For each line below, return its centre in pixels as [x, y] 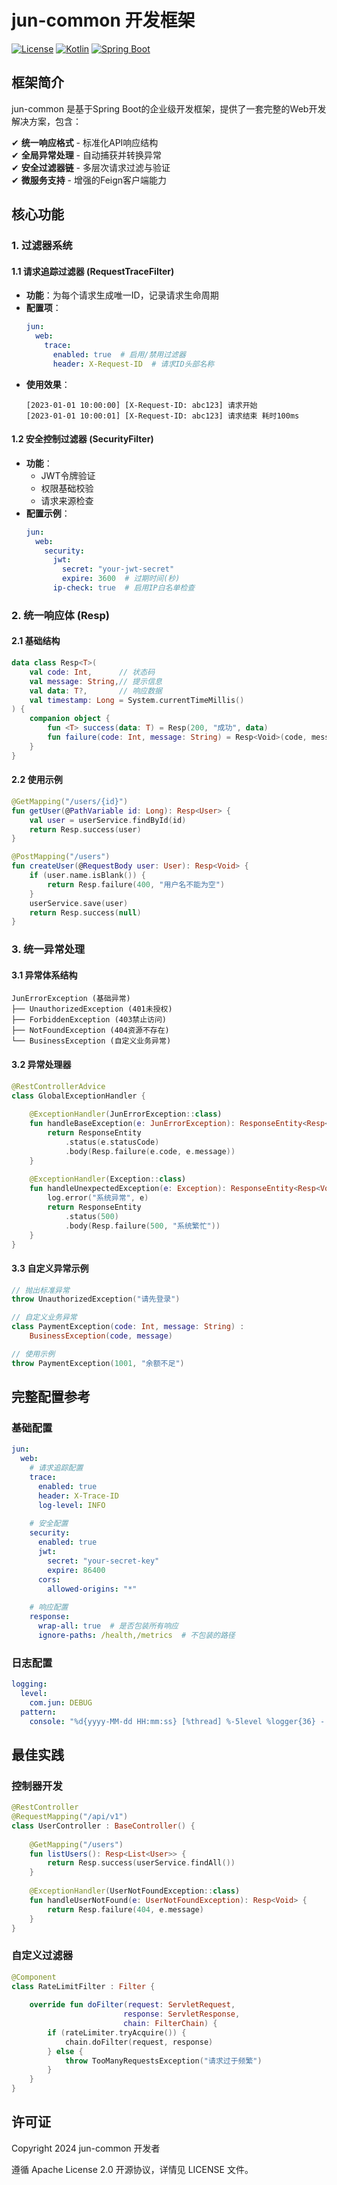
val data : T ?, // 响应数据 [96, 691]
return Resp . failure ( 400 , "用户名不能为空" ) [136, 884]
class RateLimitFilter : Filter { [83, 1986]
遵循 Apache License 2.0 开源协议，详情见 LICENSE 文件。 [132, 2169]
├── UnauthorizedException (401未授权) [92, 1009]
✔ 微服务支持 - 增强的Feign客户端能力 [89, 180]
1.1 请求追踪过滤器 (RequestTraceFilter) [93, 271]
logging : [29, 1684]
